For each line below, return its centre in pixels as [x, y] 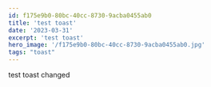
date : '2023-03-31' [41, 30]
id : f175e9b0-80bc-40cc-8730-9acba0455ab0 [80, 15]
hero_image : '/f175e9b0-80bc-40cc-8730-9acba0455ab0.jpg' [107, 45]
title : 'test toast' [43, 23]
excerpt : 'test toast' [46, 38]
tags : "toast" [32, 52]
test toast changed [39, 75]
